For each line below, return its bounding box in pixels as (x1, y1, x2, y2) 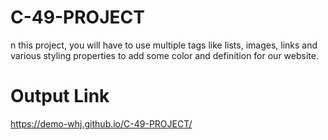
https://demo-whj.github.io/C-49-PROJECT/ (10, 117, 193, 130)
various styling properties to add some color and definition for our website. (10, 49, 319, 61)
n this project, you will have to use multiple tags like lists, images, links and (10, 39, 318, 51)
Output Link (10, 85, 110, 108)
